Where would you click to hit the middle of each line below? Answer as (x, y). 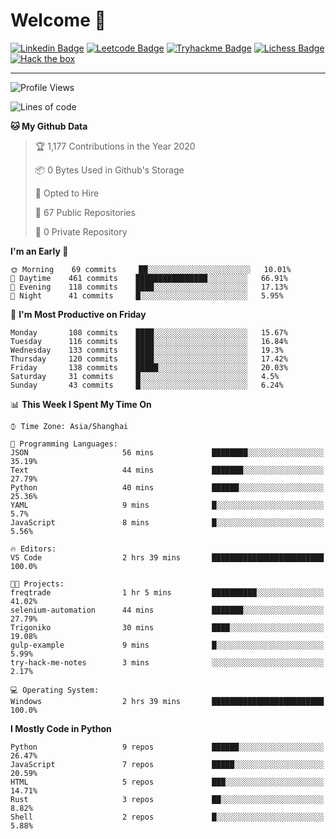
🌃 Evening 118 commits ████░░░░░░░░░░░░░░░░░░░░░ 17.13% (149, 287)
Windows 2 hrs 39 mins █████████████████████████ (167, 701)
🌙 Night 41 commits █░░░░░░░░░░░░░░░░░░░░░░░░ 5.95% (147, 295)
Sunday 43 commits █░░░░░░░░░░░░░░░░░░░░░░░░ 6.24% (147, 385)
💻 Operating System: (55, 690)
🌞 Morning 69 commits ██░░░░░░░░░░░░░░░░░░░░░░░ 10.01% (151, 269)
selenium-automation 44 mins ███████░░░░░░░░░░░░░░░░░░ (167, 610)
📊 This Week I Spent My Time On (81, 404)
